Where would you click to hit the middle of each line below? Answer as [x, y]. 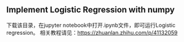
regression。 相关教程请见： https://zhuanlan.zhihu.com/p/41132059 [92, 32]
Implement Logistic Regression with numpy [91, 10]
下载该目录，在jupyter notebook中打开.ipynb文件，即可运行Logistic [91, 25]
